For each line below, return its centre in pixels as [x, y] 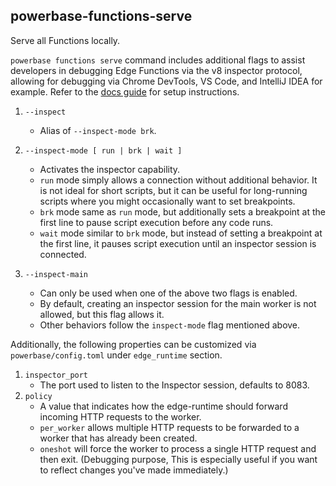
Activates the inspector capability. [110, 169]
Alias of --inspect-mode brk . [98, 130]
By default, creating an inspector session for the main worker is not [178, 303]
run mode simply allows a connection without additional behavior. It [178, 180]
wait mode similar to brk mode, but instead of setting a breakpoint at [181, 233]
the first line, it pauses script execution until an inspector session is [178, 243]
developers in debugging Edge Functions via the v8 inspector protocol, [156, 70]
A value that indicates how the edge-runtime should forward [163, 406]
